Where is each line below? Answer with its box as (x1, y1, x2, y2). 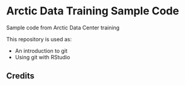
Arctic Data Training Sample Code (6, 4, 180, 18)
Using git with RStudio (14, 53, 71, 60)
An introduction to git (14, 47, 68, 54)
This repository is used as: (6, 35, 72, 42)
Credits (6, 71, 35, 81)
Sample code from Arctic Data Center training (6, 24, 120, 31)
